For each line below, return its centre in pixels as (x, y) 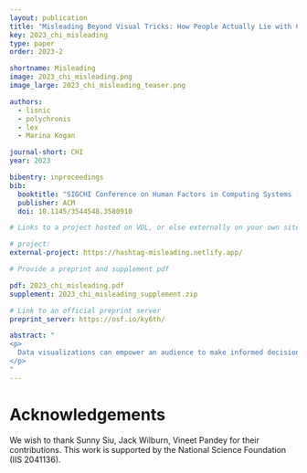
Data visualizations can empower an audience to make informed (140, 352)
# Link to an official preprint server (85, 310)
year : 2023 (30, 161)
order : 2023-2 (37, 52)
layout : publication (49, 18)
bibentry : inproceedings (57, 177)
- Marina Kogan (47, 136)
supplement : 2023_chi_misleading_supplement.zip (104, 294)
